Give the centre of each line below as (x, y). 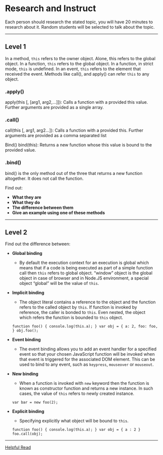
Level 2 (16, 232)
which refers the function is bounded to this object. (71, 317)
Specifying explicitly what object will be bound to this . (74, 421)
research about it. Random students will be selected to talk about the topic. (80, 27)
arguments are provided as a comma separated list (56, 136)
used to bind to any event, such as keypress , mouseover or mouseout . (87, 364)
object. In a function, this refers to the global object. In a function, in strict (79, 63)
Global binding (27, 253)
